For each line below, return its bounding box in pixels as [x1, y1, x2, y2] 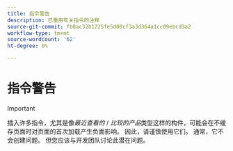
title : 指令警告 [7, 10, 50, 17]
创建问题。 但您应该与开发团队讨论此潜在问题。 [13, 136, 150, 144]
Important [7, 104, 35, 112]
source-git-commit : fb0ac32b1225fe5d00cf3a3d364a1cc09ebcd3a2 [7, 23, 191, 30]
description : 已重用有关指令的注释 [7, 17, 99, 24]
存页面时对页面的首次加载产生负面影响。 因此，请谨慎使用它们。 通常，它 [7, 127, 218, 136]
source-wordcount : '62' [7, 36, 77, 43]
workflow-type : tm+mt [7, 29, 70, 37]
